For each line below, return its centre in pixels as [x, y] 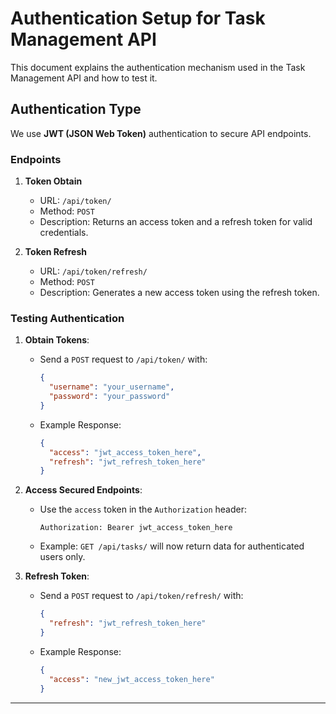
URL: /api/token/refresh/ [93, 271]
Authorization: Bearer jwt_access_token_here [136, 528]
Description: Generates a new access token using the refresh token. [179, 293]
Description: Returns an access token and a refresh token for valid [176, 222]
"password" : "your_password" [109, 397]
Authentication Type [76, 109]
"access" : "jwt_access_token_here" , [125, 452]
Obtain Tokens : [57, 340]
